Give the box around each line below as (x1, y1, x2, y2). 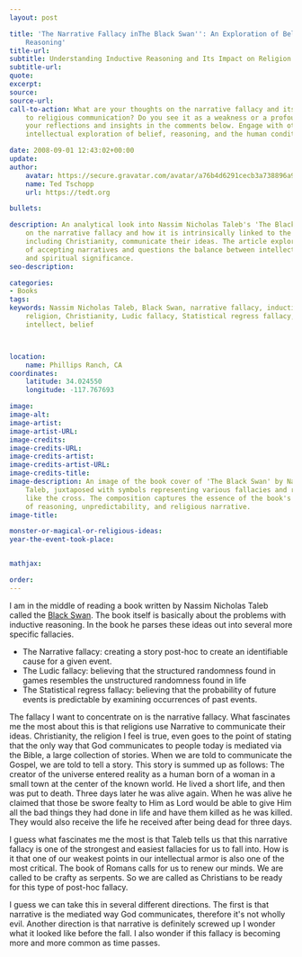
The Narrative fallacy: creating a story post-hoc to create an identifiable (22, 646, 289, 657)
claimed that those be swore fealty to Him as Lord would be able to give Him (9, 797, 292, 808)
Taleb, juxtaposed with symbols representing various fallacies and (25, 485, 288, 495)
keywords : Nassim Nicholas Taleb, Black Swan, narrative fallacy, (9, 303, 263, 313)
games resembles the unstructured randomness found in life (22, 675, 247, 685)
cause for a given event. (22, 656, 112, 666)
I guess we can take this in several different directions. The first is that (9, 899, 270, 909)
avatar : (25, 171, 54, 180)
